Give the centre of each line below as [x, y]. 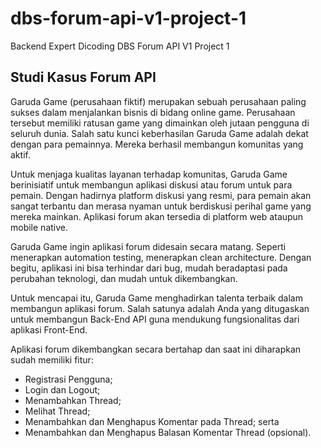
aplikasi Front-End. [49, 329]
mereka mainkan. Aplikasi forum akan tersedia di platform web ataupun [157, 216]
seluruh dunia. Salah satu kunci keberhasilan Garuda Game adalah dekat [159, 133]
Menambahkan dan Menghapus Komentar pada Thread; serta [152, 421]
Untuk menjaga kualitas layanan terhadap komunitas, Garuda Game [149, 174]
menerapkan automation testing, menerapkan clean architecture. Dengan [161, 257]
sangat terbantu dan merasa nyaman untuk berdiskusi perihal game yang [161, 206]
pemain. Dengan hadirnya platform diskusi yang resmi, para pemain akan [161, 195]
